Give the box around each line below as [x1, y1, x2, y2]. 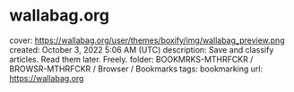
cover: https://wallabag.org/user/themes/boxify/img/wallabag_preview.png [9, 35, 285, 46]
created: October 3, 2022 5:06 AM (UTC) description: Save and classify [9, 44, 274, 54]
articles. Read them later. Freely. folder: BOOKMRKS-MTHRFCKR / [9, 54, 254, 64]
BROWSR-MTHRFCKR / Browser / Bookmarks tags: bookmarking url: [9, 63, 263, 74]
